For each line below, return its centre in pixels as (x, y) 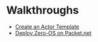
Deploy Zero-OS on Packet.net (53, 33)
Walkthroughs (43, 10)
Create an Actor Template (47, 27)
